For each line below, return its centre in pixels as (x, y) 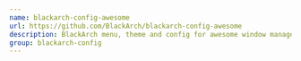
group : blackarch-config (56, 43)
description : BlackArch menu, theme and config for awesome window (138, 34)
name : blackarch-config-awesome (69, 17)
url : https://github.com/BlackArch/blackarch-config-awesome (126, 26)
